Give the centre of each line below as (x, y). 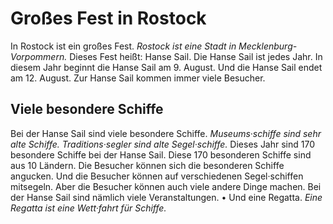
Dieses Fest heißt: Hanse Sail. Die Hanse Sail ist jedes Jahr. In (196, 56)
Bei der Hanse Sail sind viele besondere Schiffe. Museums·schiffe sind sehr (166, 133)
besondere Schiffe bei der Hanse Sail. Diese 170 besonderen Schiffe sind (161, 154)
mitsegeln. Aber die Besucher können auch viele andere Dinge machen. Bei (166, 186)
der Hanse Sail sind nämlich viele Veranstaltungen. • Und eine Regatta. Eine (166, 197)
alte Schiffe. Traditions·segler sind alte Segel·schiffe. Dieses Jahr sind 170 (163, 144)
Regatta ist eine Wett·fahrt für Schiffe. (88, 208)
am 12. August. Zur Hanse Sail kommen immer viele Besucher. (138, 78)
